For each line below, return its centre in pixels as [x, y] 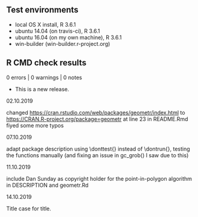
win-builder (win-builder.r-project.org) [62, 44]
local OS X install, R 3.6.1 [46, 24]
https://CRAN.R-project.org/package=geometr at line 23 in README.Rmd [97, 119]
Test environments [42, 10]
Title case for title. [29, 209]
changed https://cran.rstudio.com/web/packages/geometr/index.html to [96, 112]
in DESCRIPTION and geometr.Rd [47, 185]
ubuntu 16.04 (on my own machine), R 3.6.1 [68, 37]
